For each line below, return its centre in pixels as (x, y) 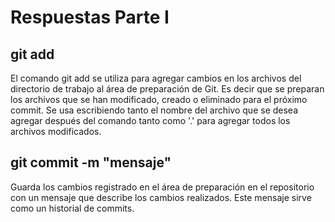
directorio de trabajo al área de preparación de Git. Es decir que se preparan (167, 89)
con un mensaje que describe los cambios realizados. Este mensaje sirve (161, 197)
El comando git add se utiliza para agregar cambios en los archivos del (156, 78)
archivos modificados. (56, 131)
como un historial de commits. (72, 208)
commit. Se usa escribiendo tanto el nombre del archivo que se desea (154, 110)
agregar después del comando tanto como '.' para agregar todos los (150, 120)
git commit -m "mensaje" (91, 162)
